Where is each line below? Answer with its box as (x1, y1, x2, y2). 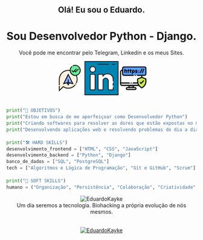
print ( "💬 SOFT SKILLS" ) (6, 178, 66, 184)
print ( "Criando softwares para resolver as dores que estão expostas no (6, 121, 193, 127)
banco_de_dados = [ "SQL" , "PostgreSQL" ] (6, 159, 110, 165)
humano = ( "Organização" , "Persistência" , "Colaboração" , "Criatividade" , (6, 184, 199, 190)
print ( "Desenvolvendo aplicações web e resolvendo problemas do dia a (6, 127, 188, 133)
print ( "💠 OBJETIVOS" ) (6, 107, 61, 114)
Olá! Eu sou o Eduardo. (58, 5, 145, 15)
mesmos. (90, 208, 113, 215)
